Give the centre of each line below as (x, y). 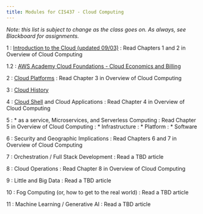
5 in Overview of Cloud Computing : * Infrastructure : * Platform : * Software (102, 127)
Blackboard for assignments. (43, 36)
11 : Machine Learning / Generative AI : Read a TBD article (79, 204)
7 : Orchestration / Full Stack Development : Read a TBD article (85, 157)
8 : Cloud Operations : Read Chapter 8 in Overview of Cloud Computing (96, 168)
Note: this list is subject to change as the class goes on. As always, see (96, 29)
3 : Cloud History (27, 90)
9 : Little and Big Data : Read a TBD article (59, 180)
